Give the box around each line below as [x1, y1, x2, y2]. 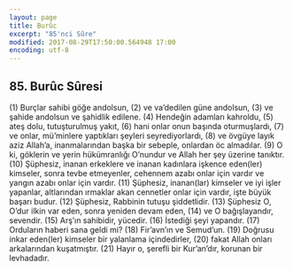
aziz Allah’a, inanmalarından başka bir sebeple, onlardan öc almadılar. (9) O [9, 139, 283, 150]
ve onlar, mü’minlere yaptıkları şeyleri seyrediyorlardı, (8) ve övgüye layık [9, 130, 274, 141]
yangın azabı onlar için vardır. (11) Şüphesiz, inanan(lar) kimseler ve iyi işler [9, 177, 281, 188]
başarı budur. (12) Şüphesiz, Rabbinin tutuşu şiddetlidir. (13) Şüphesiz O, [9, 196, 272, 206]
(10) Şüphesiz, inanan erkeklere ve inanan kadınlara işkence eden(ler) [9, 158, 263, 169]
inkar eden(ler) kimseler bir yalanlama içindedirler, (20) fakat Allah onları [9, 234, 273, 244]
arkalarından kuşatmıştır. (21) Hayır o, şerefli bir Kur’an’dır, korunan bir [9, 243, 263, 253]
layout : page [9, 12, 58, 22]
